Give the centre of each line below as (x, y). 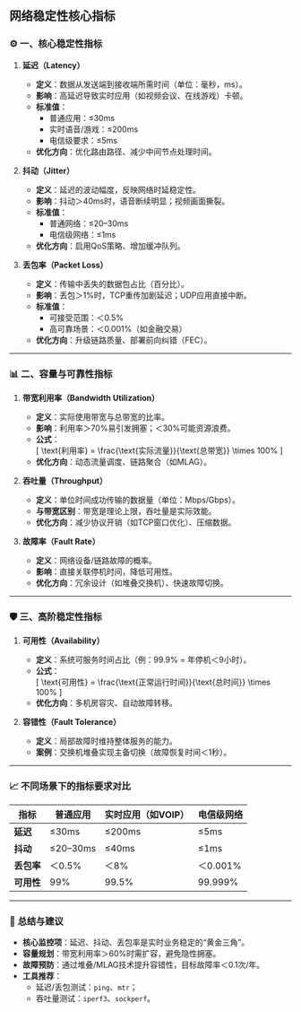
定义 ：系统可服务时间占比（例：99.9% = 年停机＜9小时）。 (143, 660)
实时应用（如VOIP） (147, 815)
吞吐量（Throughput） (64, 480)
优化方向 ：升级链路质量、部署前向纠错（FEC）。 (124, 340)
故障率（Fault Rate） (61, 541)
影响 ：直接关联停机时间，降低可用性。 (106, 571)
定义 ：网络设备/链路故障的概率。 (96, 560)
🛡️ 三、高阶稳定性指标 (56, 616)
